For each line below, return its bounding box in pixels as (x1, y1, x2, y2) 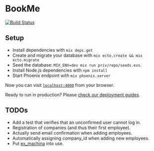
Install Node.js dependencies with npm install (12, 67, 108, 73)
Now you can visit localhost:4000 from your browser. (5, 82, 114, 88)
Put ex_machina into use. (12, 140, 64, 147)
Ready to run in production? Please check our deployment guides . (5, 91, 141, 97)
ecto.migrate (12, 58, 40, 63)
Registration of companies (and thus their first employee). (12, 125, 131, 131)
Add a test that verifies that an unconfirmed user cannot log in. (12, 119, 141, 125)
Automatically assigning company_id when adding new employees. (12, 135, 150, 141)
